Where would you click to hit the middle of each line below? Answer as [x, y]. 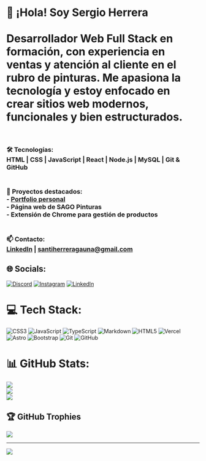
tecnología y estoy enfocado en [88, 91]
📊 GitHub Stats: [48, 364]
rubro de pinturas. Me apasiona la [93, 78]
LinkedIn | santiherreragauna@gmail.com [70, 249]
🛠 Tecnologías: [30, 150]
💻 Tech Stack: [44, 309]
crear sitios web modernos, [78, 104]
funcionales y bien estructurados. [94, 117]
